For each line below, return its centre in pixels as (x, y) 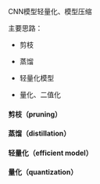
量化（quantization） (43, 172)
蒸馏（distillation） (39, 133)
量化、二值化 (40, 95)
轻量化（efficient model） (50, 153)
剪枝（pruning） (35, 114)
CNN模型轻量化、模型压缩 (50, 11)
